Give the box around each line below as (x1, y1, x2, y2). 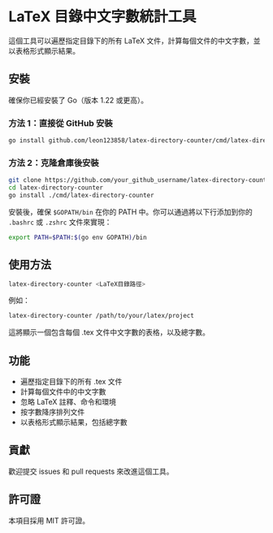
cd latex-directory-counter (8, 184, 104, 192)
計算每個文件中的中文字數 (19, 387, 106, 396)
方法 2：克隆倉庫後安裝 (8, 157, 99, 168)
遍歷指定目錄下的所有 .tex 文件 (19, 377, 123, 387)
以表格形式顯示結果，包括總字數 (19, 418, 128, 427)
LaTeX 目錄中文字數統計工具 (8, 7, 197, 26)
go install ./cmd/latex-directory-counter (8, 191, 154, 199)
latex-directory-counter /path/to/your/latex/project (8, 312, 195, 320)
